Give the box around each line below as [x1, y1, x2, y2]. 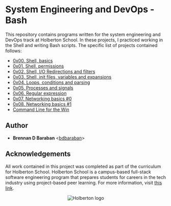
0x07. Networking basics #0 [12, 96, 72, 102]
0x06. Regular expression [12, 90, 67, 96]
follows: [5, 48, 22, 54]
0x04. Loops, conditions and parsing [12, 79, 90, 85]
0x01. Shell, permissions [12, 63, 64, 69]
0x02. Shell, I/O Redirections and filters [12, 68, 95, 75]
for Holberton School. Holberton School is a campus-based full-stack [5, 169, 152, 175]
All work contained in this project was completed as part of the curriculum [5, 163, 161, 169]
